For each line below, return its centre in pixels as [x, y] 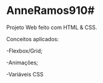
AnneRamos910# [51, 11]
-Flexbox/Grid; [24, 51]
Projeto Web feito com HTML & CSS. [52, 27]
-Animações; [22, 62]
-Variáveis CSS [25, 74]
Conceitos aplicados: [33, 39]
